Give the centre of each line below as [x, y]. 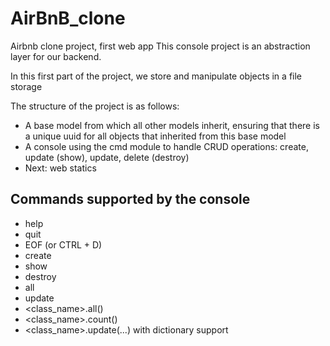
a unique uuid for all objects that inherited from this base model [155, 136]
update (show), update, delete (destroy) [107, 157]
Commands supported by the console [130, 199]
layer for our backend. [56, 56]
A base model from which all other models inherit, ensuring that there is [172, 125]
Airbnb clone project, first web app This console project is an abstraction [160, 46]
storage [26, 86]
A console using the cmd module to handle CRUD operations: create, [166, 146]
